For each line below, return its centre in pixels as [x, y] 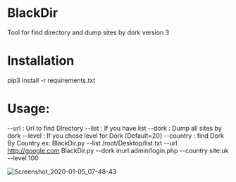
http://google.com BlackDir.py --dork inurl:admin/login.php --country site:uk [118, 150]
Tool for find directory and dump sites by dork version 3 [88, 32]
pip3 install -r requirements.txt [51, 80]
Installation [41, 61]
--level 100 [23, 158]
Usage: [29, 109]
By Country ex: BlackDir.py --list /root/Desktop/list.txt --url [92, 143]
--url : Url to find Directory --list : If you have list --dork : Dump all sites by [114, 128]
